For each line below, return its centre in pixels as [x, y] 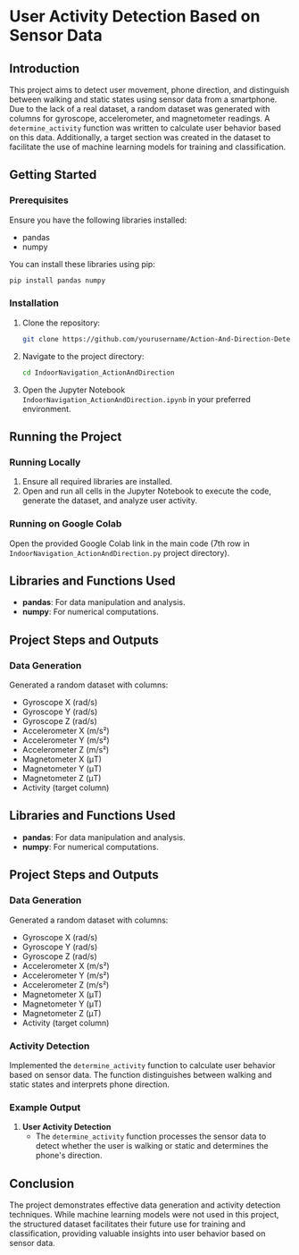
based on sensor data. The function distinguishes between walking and [141, 1074]
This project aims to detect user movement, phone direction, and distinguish [149, 90]
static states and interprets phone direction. [90, 1084]
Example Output [45, 1108]
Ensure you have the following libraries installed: [98, 220]
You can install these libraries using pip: [83, 264]
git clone [41, 339]
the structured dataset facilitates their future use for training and [127, 1224]
